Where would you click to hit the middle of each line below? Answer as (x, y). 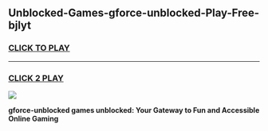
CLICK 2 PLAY (36, 78)
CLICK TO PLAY (39, 48)
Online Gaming (33, 118)
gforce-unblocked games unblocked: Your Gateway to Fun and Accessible (134, 110)
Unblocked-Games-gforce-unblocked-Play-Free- (134, 13)
